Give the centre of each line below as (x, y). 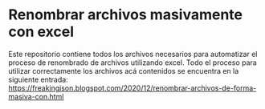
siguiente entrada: (38, 79)
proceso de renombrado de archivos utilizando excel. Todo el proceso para (132, 63)
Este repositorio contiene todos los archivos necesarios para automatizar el (133, 54)
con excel (41, 32)
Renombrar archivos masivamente (126, 15)
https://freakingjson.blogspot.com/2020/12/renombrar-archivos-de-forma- (132, 88)
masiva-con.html (36, 96)
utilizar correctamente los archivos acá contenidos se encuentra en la (124, 71)
